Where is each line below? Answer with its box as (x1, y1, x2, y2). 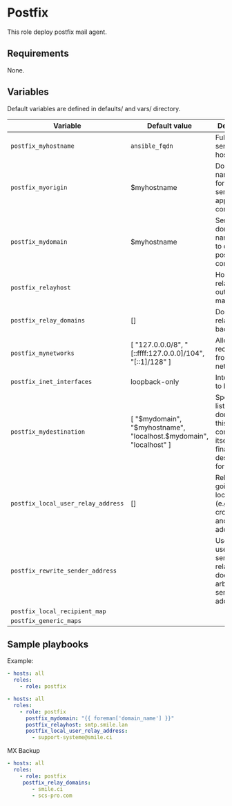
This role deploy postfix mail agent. (7, 28, 107, 36)
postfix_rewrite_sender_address (10, 566, 117, 575)
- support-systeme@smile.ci (32, 734, 113, 741)
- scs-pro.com (32, 792, 72, 799)
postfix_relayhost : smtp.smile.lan (25, 721, 128, 728)
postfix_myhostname (10, 142, 75, 150)
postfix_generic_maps (10, 617, 81, 624)
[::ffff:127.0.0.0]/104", (130, 348, 205, 358)
